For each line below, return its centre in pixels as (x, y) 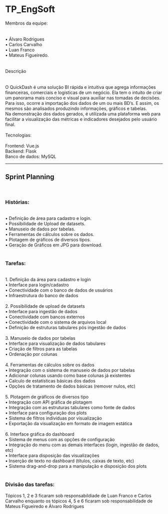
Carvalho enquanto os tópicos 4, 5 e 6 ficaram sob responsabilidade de (79, 501)
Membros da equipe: (26, 23)
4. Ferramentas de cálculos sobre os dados (50, 365)
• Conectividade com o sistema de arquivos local (56, 322)
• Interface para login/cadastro (37, 285)
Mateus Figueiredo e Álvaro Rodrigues (45, 506)
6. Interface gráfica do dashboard (40, 434)
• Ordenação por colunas (31, 354)
